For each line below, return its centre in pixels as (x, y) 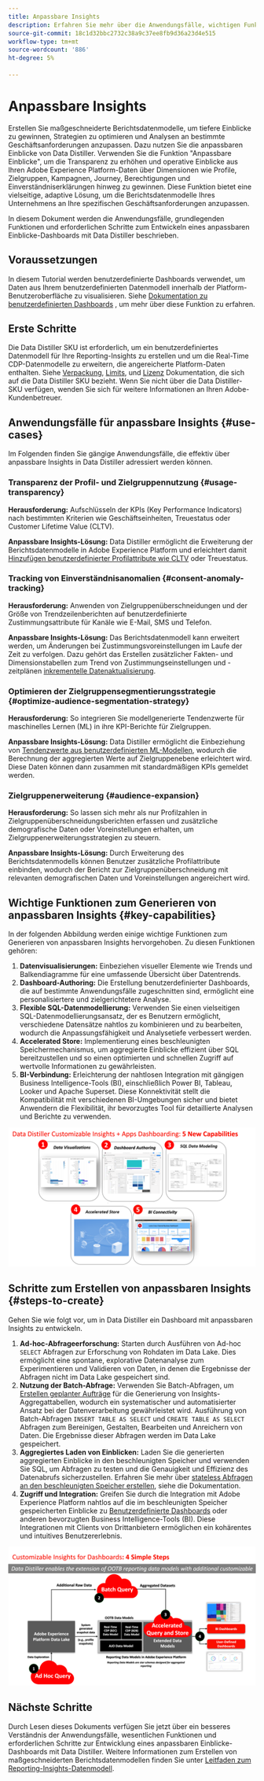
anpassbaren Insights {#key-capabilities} (112, 915)
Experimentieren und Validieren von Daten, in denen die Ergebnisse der (135, 1368)
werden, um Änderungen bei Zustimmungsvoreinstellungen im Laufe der (125, 646)
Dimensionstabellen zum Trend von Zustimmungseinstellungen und (117, 662)
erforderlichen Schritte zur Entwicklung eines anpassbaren (103, 1743)
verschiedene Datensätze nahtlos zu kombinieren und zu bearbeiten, (131, 1025)
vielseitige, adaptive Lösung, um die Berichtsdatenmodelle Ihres (112, 195)
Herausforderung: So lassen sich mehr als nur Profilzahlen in (108, 813)
